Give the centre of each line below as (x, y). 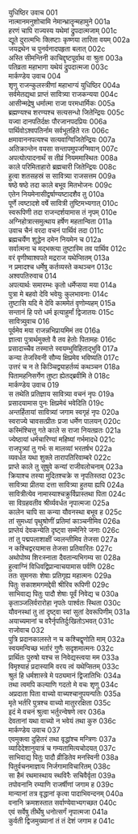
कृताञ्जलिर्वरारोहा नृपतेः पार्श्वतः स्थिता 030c (65, 603)
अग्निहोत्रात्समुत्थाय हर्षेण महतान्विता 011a (61, 221)
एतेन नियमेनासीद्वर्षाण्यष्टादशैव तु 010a (56, 194)
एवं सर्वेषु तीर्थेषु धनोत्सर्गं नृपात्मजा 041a (58, 812)
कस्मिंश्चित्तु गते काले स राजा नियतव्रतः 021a (65, 430)
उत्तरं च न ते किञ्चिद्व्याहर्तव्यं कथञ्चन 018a (64, 367)
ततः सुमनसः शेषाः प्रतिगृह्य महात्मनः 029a (60, 576)
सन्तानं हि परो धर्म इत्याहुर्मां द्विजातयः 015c (61, 312)
